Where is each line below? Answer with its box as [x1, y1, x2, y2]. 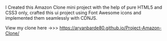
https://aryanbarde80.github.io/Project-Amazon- [59, 25, 162, 31]
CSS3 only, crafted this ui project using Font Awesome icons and [5, 10, 141, 16]
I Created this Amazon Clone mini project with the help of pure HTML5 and [5, 5, 162, 10]
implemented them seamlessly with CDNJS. [5, 15, 98, 21]
